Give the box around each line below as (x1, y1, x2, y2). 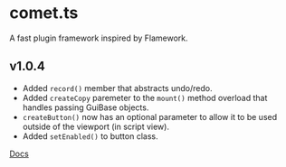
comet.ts (9, 3, 79, 23)
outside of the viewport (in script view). (22, 121, 170, 132)
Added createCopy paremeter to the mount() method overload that (22, 92, 268, 103)
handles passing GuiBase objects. (22, 102, 149, 113)
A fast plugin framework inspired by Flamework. (9, 32, 188, 43)
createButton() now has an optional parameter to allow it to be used (22, 111, 278, 122)
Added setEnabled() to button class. (22, 130, 158, 142)
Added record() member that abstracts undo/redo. (22, 82, 213, 93)
